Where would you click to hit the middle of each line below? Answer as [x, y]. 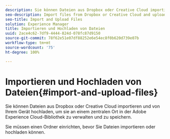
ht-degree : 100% [22, 52]
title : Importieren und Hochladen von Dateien [55, 29]
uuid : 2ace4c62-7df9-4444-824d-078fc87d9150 [53, 33]
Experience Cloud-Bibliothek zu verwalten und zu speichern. [69, 117]
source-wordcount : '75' [30, 48]
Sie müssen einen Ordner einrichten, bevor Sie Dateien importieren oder [80, 127]
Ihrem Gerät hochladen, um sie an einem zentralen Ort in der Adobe [76, 112]
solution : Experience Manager [37, 24]
